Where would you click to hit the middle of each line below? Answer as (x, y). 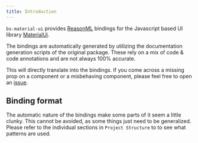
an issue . (17, 82)
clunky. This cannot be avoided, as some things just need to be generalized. (99, 121)
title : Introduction (32, 11)
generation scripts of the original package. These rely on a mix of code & (95, 52)
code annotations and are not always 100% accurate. (71, 58)
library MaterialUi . (28, 34)
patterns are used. (29, 134)
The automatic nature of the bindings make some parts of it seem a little (94, 115)
